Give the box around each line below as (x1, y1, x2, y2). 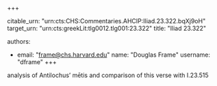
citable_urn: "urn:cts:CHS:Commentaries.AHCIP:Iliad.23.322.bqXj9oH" (7, 17, 206, 25)
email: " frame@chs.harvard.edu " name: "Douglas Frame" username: (16, 51, 211, 59)
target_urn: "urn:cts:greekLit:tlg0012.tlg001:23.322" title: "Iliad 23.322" (7, 25, 207, 32)
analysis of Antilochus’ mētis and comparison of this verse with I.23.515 (7, 71, 209, 79)
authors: (7, 38, 31, 45)
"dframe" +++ (16, 58, 57, 66)
